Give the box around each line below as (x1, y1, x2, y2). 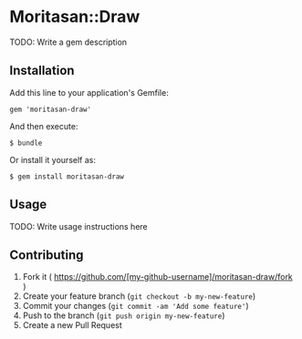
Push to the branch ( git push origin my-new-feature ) (22, 310, 225, 321)
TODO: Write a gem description (9, 36, 128, 47)
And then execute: (9, 120, 78, 131)
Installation (9, 63, 75, 78)
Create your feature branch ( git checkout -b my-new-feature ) (22, 291, 256, 302)
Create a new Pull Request (22, 320, 123, 331)
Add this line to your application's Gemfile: (9, 87, 169, 98)
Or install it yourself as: (9, 154, 96, 165)
